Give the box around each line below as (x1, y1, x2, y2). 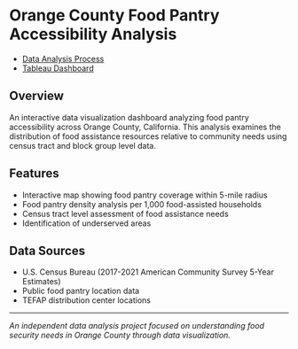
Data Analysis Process (21, 53, 105, 64)
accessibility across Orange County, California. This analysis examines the (9, 121, 281, 132)
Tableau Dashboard (21, 63, 95, 74)
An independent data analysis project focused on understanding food (9, 321, 264, 331)
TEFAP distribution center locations (21, 295, 151, 306)
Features (9, 166, 59, 182)
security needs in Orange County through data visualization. (9, 330, 231, 341)
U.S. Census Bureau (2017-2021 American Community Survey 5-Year (21, 267, 275, 277)
